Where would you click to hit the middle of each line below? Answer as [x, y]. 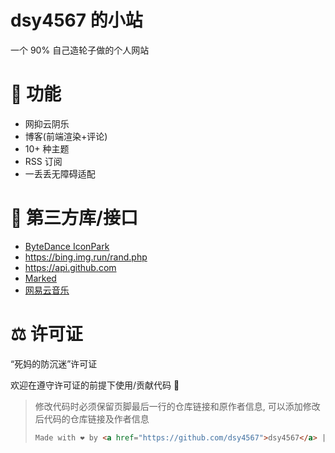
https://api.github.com [70, 267]
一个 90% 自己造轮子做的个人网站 [80, 50]
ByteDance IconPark [67, 246]
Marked [40, 278]
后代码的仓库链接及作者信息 [92, 418]
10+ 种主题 [47, 148]
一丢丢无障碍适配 [60, 173]
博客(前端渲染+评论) [66, 136]
